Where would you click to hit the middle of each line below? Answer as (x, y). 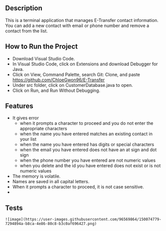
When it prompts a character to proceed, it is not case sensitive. (78, 187)
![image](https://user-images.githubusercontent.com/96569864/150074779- (83, 220)
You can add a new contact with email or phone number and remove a (77, 25)
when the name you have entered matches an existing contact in (86, 134)
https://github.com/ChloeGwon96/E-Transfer (58, 80)
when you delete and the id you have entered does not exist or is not (90, 166)
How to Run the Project (42, 47)
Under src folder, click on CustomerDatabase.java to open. (73, 85)
